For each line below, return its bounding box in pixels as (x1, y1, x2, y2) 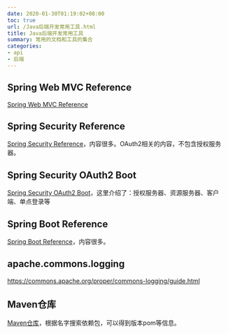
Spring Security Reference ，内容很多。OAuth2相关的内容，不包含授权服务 (7, 140, 222, 148)
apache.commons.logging (7, 258, 125, 270)
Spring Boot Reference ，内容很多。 (7, 238, 110, 245)
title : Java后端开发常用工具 (7, 29, 84, 37)
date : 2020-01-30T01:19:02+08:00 (7, 10, 105, 17)
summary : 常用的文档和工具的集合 (7, 36, 93, 43)
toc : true (7, 17, 36, 24)
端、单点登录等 (7, 197, 50, 206)
